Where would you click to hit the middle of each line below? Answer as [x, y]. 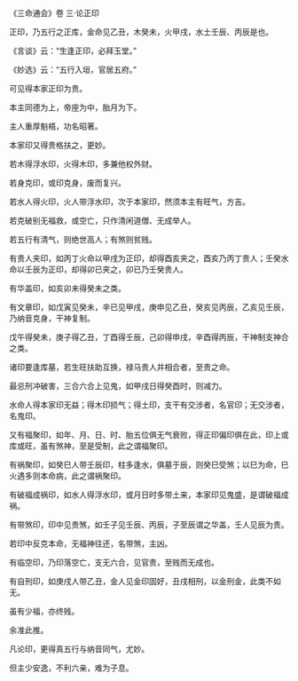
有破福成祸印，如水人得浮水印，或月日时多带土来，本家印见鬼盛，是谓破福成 [149, 495]
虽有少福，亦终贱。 [44, 611]
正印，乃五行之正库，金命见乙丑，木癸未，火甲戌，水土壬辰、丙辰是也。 [141, 32]
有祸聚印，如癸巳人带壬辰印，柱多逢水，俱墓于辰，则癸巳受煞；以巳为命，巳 [149, 465]
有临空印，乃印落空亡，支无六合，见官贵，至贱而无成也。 [114, 562]
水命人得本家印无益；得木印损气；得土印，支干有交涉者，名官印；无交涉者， [149, 405]
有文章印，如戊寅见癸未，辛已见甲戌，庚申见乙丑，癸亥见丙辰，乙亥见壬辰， [149, 307]
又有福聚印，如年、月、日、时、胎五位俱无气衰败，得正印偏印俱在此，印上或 [149, 435]
